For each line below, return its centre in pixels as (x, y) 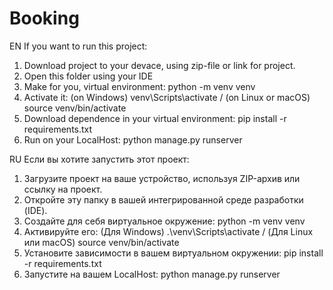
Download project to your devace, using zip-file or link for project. (159, 65)
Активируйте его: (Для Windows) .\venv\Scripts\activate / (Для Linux (168, 231)
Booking (44, 18)
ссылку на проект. (63, 189)
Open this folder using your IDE (88, 76)
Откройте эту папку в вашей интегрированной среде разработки (163, 199)
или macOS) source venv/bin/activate (101, 242)
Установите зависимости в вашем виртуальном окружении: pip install (173, 253)
